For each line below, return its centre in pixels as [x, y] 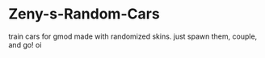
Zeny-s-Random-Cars [84, 14]
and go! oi [25, 44]
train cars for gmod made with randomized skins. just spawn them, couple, [133, 36]
